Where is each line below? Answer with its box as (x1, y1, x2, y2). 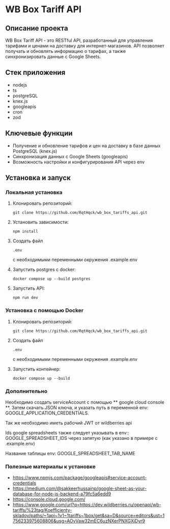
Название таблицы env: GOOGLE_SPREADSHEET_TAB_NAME (5, 450, 136, 456)
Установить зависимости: (12, 219, 69, 225)
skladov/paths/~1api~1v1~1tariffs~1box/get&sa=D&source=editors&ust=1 (12, 513, 165, 519)
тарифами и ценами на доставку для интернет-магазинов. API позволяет (5, 43, 164, 49)
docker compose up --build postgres (12, 276, 91, 282)
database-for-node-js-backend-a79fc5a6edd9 (12, 491, 111, 497)
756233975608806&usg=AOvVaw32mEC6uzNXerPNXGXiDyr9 (12, 518, 146, 524)
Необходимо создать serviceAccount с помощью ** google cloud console (5, 399, 164, 405)
